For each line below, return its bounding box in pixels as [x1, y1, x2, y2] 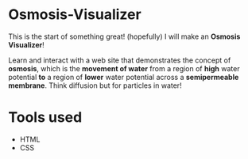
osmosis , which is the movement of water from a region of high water [8, 63, 240, 73]
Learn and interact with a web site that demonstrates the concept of [8, 55, 231, 65]
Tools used [8, 108, 83, 127]
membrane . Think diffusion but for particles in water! [8, 81, 182, 90]
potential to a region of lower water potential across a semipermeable [8, 72, 239, 81]
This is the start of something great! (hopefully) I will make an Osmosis [8, 32, 241, 41]
